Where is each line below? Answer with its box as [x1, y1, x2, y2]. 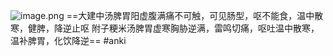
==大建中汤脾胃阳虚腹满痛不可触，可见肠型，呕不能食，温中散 [66, 10, 324, 21]
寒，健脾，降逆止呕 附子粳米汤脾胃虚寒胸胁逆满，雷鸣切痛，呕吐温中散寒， [10, 22, 320, 34]
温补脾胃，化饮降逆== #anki [10, 35, 127, 46]
